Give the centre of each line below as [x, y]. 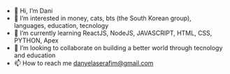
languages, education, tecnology [61, 25]
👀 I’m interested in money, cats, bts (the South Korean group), [103, 18]
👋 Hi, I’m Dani [33, 11]
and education [35, 55]
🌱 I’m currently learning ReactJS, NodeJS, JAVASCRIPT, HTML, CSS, [113, 33]
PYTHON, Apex [36, 40]
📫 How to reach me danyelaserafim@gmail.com [84, 63]
